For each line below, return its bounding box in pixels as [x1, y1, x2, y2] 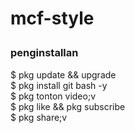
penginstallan [10, 46, 79, 60]
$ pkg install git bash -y [10, 79, 108, 91]
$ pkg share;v [10, 111, 68, 123]
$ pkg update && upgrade [10, 68, 117, 81]
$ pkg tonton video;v [10, 90, 97, 102]
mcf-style [10, 7, 95, 30]
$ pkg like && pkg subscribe [10, 100, 126, 112]
